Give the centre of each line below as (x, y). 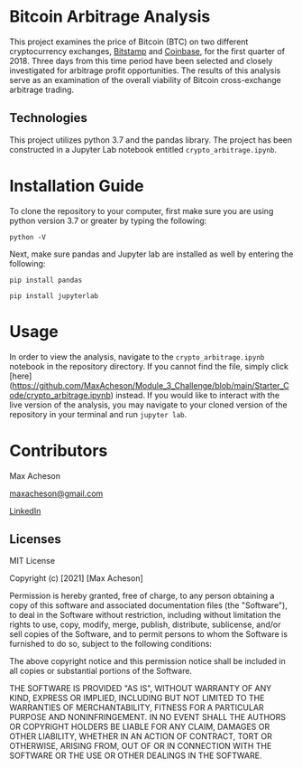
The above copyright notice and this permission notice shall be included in (147, 661)
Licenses (35, 539)
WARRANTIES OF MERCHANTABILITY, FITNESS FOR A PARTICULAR (137, 707)
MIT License (32, 561)
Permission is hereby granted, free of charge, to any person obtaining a (142, 596)
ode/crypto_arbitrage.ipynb (60, 395)
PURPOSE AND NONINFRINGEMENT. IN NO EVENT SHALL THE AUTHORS (148, 717)
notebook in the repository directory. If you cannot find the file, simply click (149, 366)
